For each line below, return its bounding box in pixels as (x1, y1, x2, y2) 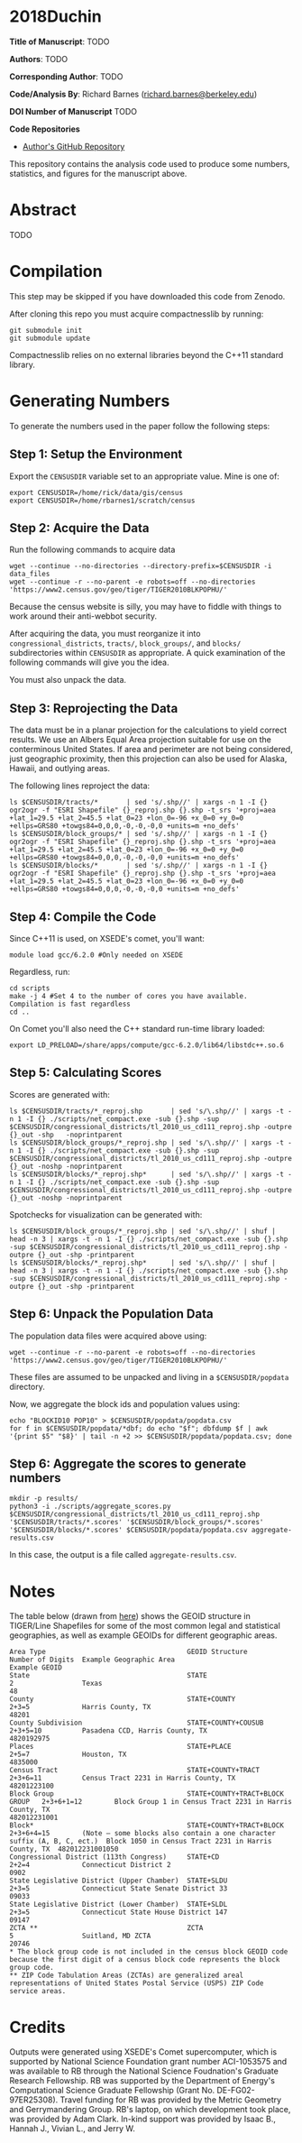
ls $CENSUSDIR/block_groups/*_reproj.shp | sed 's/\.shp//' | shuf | (9, 1227, 277, 1236)
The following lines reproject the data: (9, 780, 151, 791)
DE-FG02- (216, 2085, 255, 2096)
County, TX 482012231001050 (9, 1844, 119, 1854)
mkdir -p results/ (9, 1495, 78, 1504)
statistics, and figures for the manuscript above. (9, 168, 188, 179)
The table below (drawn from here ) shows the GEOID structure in (9, 1611, 251, 1622)
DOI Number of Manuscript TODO (9, 106, 138, 116)
